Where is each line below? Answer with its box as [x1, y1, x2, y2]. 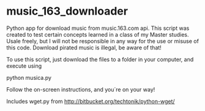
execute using [6, 62, 42, 70]
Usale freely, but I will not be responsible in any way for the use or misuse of [6, 37, 199, 45]
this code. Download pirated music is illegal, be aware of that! [6, 44, 162, 51]
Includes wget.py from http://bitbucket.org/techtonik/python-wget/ [6, 98, 176, 105]
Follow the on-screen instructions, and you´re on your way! [6, 85, 155, 93]
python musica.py [6, 74, 52, 81]
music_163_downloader [6, 4, 129, 18]
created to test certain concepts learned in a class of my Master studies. [6, 30, 189, 38]
